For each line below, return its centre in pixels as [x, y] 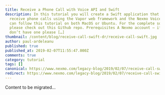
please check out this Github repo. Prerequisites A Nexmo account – [82, 28]
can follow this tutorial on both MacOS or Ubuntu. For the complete [82, 23]
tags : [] [14, 64]
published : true [22, 46]
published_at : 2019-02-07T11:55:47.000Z [47, 50]
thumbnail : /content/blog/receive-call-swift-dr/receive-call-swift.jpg [81, 37]
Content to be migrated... [30, 87]
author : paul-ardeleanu [29, 42]
